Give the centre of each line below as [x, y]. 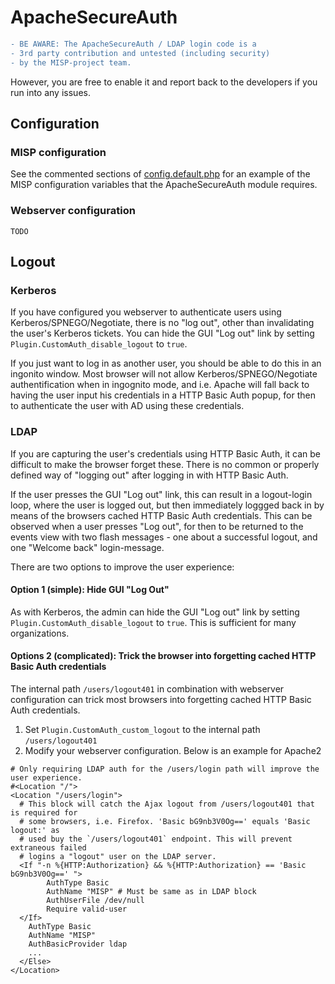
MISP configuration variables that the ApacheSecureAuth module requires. [164, 185]
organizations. [40, 633]
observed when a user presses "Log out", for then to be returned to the [157, 526]
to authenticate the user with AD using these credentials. [127, 406]
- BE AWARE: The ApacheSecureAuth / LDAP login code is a [133, 44]
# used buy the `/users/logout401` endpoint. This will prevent [156, 839]
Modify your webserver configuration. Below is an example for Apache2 [173, 750]
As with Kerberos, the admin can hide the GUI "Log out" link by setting [155, 612]
